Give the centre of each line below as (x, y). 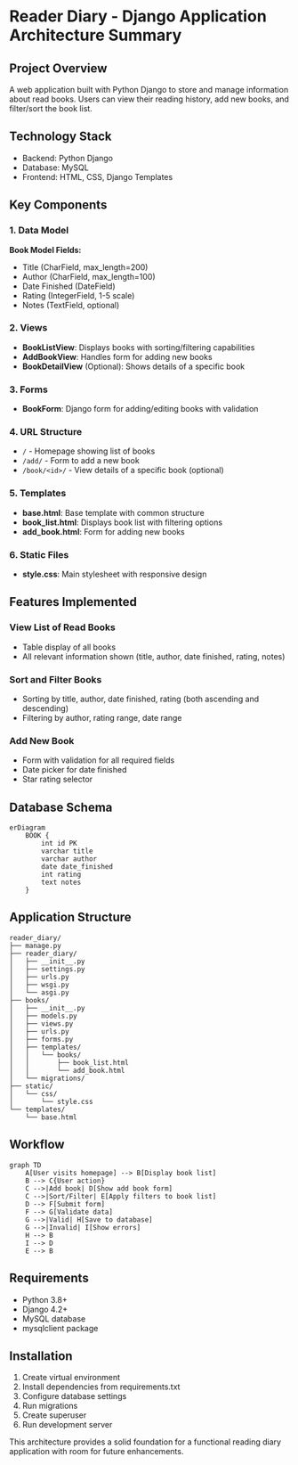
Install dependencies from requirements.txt (101, 1387)
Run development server (67, 1425)
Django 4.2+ (45, 1309)
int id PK (59, 844)
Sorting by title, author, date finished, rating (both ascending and (141, 699)
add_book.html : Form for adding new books (103, 531)
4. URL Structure (46, 432)
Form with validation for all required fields (98, 760)
